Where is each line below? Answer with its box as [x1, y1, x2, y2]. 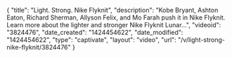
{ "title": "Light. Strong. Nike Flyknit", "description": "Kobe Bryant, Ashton [6, 6, 219, 14]
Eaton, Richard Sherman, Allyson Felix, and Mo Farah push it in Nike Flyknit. [6, 13, 226, 22]
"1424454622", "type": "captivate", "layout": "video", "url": [6, 36, 176, 44]
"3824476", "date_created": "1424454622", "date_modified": [6, 28, 183, 36]
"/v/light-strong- [177, 36, 226, 44]
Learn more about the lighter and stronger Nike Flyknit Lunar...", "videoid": [6, 21, 221, 29]
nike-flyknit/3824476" [6, 43, 71, 51]
